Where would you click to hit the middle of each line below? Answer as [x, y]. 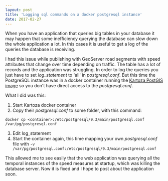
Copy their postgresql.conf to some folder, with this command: [77, 110]
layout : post [19, 10]
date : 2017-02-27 [23, 19]
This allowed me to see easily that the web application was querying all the [82, 158]
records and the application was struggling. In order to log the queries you [82, 70]
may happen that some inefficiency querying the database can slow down [81, 39]
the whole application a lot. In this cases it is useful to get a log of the [77, 44]
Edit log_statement [32, 133]
